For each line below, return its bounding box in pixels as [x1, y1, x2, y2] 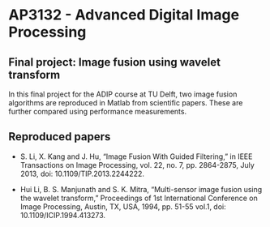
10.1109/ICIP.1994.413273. [19, 210, 106, 220]
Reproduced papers [8, 130, 111, 143]
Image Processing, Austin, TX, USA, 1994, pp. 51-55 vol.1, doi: [19, 201, 226, 212]
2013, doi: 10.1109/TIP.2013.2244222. [19, 169, 144, 178]
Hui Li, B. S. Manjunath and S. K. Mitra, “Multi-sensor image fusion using [19, 184, 263, 194]
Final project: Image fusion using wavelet [8, 55, 221, 69]
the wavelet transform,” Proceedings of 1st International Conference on [19, 193, 258, 203]
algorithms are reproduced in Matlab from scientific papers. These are [8, 98, 243, 107]
